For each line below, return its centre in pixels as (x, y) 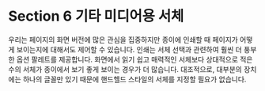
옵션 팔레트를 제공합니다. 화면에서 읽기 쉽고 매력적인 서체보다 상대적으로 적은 (134, 59)
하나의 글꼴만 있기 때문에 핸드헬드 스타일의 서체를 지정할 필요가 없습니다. (134, 79)
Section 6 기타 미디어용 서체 (96, 16)
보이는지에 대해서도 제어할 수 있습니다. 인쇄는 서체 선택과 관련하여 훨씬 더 (129, 49)
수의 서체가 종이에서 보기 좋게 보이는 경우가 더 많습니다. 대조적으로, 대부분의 (125, 69)
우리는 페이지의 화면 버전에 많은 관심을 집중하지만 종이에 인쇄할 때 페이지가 (123, 40)
